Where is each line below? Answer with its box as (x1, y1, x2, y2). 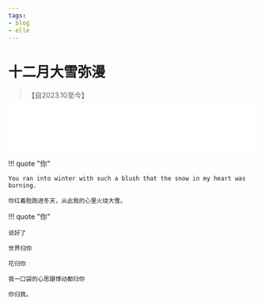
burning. (8, 181, 37, 190)
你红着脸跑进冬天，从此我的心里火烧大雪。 (8, 197, 127, 205)
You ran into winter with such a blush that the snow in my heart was (8, 175, 246, 183)
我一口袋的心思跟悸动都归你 (8, 275, 85, 284)
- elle (8, 26, 30, 34)
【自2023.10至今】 (27, 90, 89, 100)
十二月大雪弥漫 (8, 63, 106, 81)
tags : (8, 11, 26, 20)
